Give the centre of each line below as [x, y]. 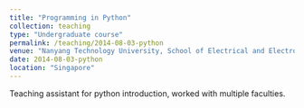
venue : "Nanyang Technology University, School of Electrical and [137, 51]
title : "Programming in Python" [70, 18]
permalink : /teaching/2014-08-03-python [87, 43]
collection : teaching [50, 26]
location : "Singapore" [52, 68]
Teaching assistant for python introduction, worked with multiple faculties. [147, 93]
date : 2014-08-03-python [56, 59]
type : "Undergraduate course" [66, 34]
